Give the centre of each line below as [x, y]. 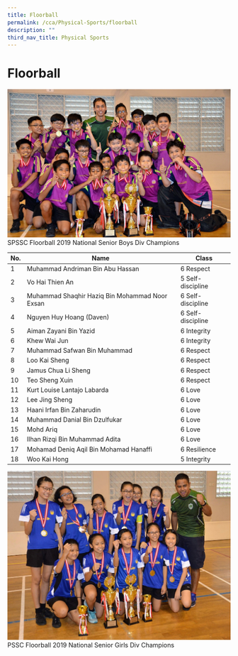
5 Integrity [195, 459]
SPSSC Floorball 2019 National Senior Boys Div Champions [93, 242]
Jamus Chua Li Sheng [59, 370]
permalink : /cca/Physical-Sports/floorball [73, 22]
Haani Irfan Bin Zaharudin [64, 410]
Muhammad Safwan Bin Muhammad [80, 351]
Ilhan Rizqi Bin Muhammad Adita [74, 439]
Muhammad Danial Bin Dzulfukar [75, 420]
